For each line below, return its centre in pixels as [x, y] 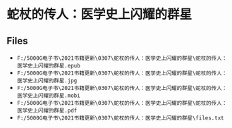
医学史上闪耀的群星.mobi [48, 96]
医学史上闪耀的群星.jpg [47, 81]
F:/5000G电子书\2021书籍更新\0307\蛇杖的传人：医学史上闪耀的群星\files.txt [120, 118]
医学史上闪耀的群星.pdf [47, 110]
